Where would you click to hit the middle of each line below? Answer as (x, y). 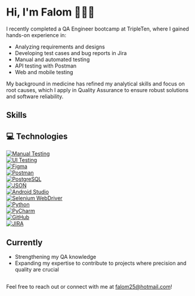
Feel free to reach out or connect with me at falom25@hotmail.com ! (89, 287)
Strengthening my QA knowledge (55, 257)
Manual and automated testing (52, 59)
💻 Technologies (37, 136)
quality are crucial (37, 269)
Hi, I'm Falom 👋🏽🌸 (51, 12)
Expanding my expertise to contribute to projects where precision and (100, 263)
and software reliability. (35, 96)
